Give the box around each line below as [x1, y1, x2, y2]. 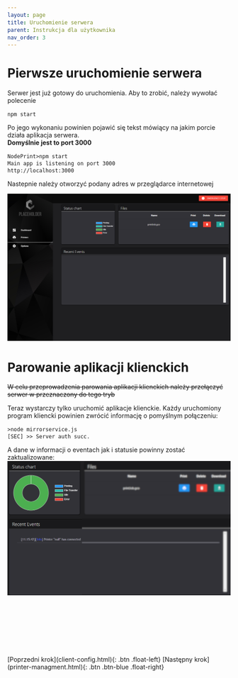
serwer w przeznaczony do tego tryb [7, 390, 115, 399]
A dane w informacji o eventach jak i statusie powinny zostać [7, 445, 186, 454]
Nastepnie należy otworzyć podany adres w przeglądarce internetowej [7, 179, 214, 188]
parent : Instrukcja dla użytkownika [7, 26, 115, 33]
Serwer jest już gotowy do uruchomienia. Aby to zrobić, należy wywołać [7, 89, 218, 97]
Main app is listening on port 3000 [7, 160, 115, 167]
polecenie [7, 96, 37, 105]
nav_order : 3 [7, 34, 46, 41]
